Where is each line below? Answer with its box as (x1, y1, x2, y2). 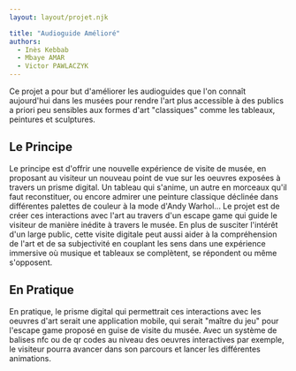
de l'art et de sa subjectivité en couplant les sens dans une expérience (9, 238, 267, 248)
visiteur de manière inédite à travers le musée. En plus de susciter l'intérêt (9, 219, 278, 230)
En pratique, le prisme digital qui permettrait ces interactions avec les (9, 306, 262, 316)
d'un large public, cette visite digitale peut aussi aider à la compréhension (9, 229, 277, 239)
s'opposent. (9, 257, 53, 268)
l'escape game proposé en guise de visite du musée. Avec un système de (9, 324, 277, 336)
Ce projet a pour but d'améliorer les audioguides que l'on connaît (9, 86, 247, 96)
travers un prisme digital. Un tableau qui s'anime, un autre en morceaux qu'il (9, 182, 287, 193)
